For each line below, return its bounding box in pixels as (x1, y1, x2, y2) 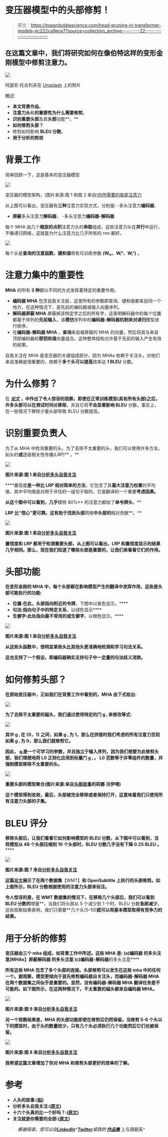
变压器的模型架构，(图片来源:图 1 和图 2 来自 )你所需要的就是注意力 (5, 192, 142, 198)
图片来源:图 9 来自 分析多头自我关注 (5, 1006, 77, 1012)
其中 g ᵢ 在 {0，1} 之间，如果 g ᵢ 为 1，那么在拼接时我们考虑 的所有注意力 (5, 732, 151, 738)
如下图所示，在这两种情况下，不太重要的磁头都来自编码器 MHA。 (22, 986, 157, 992)
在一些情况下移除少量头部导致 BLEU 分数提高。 (5, 408, 102, 414)
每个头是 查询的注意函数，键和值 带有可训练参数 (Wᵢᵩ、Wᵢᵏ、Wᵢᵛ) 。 (5, 250, 142, 256)
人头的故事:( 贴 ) (12, 1097, 44, 1103)
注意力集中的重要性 (5, 269, 84, 281)
